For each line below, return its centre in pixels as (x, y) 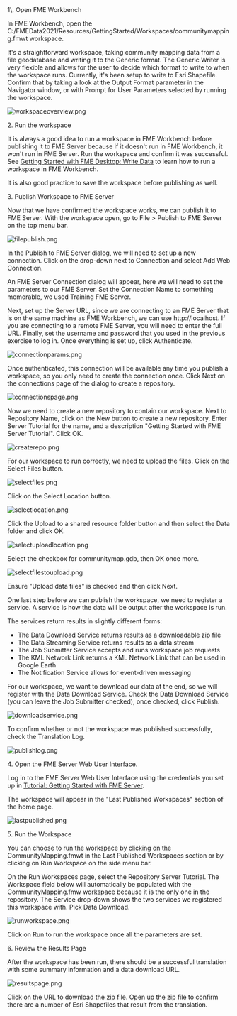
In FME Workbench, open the (50, 23)
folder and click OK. (36, 531)
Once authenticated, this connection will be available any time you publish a (118, 368)
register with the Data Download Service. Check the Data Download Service (118, 694)
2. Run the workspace (39, 125)
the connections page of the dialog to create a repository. (91, 383)
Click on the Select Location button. (59, 496)
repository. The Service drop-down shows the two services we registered (115, 899)
